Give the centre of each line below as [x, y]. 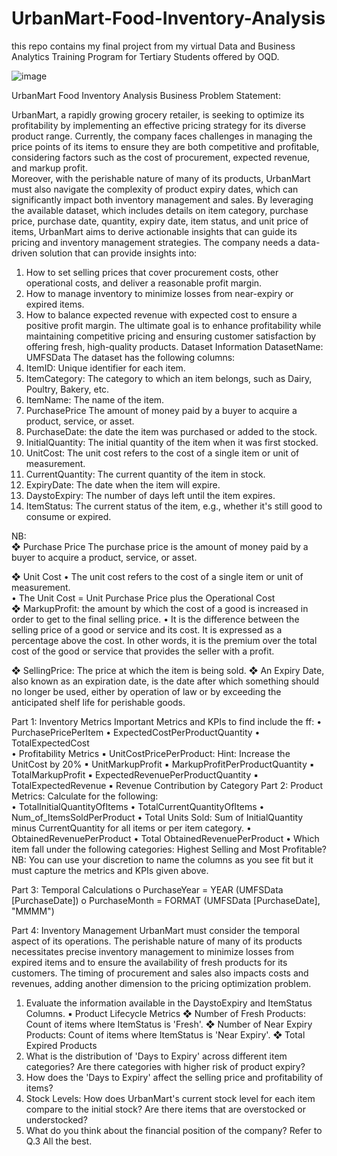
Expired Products [61, 1045]
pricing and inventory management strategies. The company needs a [153, 242]
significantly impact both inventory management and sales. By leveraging [162, 199]
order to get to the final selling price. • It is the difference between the [155, 619]
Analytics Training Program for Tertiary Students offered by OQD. [145, 56]
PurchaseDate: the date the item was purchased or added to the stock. [171, 431]
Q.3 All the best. [59, 1141]
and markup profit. [49, 168]
